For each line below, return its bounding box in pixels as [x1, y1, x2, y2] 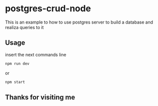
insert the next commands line [5, 52, 66, 57]
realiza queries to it [5, 24, 44, 30]
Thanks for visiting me [5, 93, 75, 101]
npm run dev [5, 61, 29, 66]
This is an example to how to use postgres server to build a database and [5, 19, 153, 25]
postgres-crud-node [5, 3, 91, 14]
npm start [5, 79, 26, 84]
